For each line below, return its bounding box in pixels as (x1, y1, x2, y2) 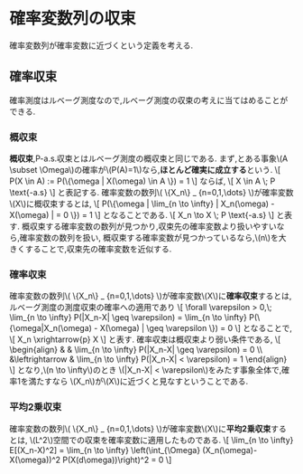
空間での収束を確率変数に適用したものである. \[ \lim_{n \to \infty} (52, 434, 294, 445)
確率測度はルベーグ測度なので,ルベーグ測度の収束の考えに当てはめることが (9, 94, 289, 105)
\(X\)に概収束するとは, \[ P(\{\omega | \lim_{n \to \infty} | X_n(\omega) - (9, 198, 275, 209)
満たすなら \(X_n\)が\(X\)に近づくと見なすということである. (28, 376, 249, 387)
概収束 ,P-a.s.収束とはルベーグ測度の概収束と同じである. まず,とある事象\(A (9, 153, 289, 164)
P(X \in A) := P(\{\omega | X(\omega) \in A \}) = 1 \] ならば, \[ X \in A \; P (9, 175, 276, 186)
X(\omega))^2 (9, 454, 61, 465)
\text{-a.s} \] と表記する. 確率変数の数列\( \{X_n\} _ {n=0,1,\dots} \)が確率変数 (9, 187, 294, 198)
